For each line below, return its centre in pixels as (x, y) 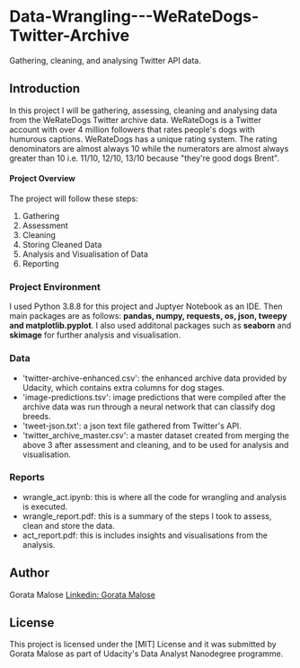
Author (29, 573)
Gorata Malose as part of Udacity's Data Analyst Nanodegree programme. (146, 654)
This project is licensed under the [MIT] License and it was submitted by (143, 645)
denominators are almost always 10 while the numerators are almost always (149, 148)
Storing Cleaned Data (62, 244)
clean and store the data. (68, 525)
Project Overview (43, 179)
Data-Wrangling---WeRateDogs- (134, 17)
